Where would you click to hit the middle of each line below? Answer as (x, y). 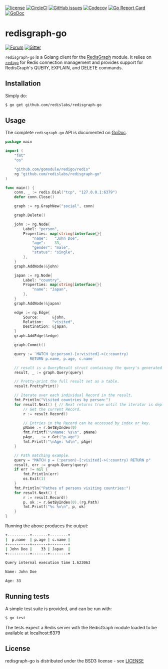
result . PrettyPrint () (36, 386)
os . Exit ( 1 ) (34, 479)
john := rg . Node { (32, 224)
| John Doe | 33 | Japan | (38, 549)
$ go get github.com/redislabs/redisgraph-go (53, 105)
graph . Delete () (30, 215)
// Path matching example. (42, 455)
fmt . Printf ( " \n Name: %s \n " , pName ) (60, 432)
